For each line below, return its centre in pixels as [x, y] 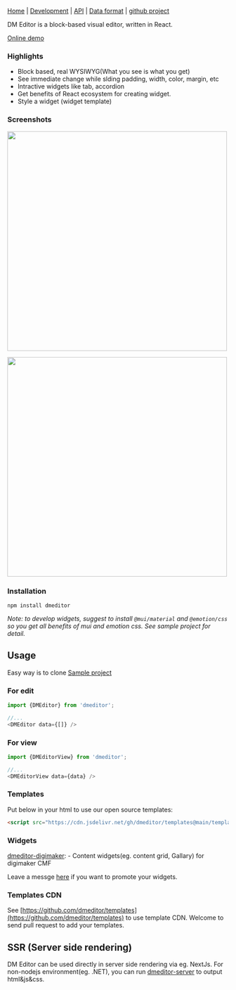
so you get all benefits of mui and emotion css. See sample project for [109, 626]
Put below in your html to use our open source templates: [90, 809]
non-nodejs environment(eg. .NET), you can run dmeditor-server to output [115, 972]
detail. [17, 633]
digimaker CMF [29, 864]
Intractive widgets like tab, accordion [71, 86]
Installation [27, 591]
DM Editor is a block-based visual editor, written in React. [90, 24]
